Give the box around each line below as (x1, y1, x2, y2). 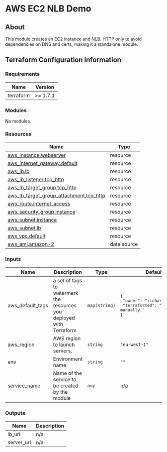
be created (53, 382, 79, 389)
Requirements (5, 71, 40, 78)
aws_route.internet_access (7, 200, 71, 207)
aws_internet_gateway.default (7, 160, 78, 167)
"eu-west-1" (120, 341, 149, 347)
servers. (53, 347, 73, 354)
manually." (120, 307, 145, 313)
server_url (7, 439, 31, 446)
